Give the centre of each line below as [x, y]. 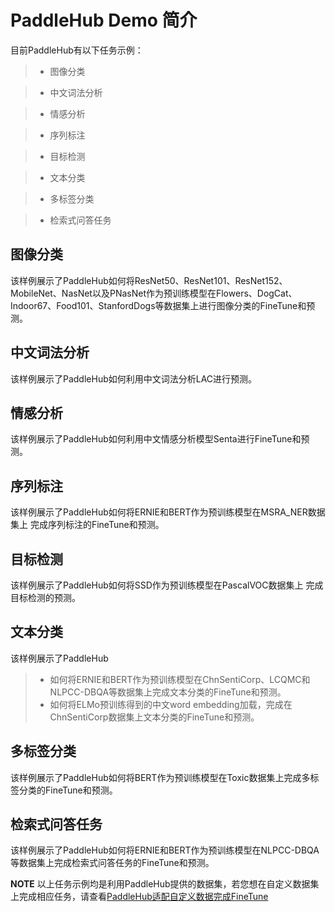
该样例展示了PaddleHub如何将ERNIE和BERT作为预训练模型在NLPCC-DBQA [165, 850]
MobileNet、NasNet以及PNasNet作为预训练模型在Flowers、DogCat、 [154, 293]
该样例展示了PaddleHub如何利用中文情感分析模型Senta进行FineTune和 [156, 439]
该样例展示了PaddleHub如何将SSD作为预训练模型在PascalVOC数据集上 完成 [167, 585]
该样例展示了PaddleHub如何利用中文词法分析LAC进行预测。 [134, 378]
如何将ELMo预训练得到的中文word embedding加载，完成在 [171, 704]
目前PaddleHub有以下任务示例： [77, 50]
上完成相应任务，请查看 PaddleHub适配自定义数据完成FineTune [139, 897]
